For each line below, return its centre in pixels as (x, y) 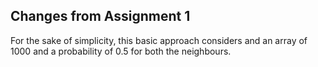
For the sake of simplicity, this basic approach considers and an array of (159, 40)
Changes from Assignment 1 (100, 16)
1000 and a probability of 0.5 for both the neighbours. (121, 51)
